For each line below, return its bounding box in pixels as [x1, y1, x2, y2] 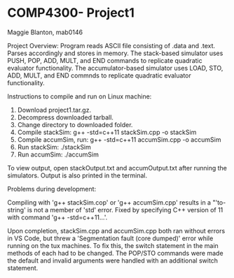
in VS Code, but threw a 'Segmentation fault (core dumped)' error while [7, 234, 214, 242]
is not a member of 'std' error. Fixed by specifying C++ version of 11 [27, 205, 223, 214]
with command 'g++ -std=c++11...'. [7, 213, 108, 221]
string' [7, 205, 26, 214]
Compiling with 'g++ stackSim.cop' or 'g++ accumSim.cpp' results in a [7, 198, 212, 207]
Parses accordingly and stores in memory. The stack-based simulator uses [7, 49, 223, 57]
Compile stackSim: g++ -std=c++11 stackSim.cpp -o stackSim [17, 128, 197, 136]
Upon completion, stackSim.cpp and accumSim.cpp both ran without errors [7, 226, 226, 235]
